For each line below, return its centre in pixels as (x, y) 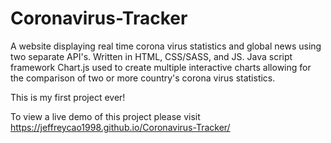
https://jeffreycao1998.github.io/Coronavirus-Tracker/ (120, 127)
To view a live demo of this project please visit (105, 116)
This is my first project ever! (68, 97)
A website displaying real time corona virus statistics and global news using (166, 46)
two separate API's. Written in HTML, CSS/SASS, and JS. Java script (151, 56)
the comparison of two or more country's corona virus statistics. (143, 78)
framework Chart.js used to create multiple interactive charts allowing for (161, 67)
